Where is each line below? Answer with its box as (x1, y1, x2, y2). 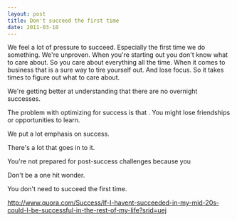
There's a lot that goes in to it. (7, 144, 95, 152)
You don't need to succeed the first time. (7, 185, 127, 193)
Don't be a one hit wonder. (7, 171, 85, 180)
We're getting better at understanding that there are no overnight (7, 87, 198, 96)
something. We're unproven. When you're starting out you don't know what (7, 50, 228, 59)
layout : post (7, 10, 46, 18)
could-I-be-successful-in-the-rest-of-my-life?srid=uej (7, 206, 167, 215)
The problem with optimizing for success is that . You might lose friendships (7, 108, 231, 117)
